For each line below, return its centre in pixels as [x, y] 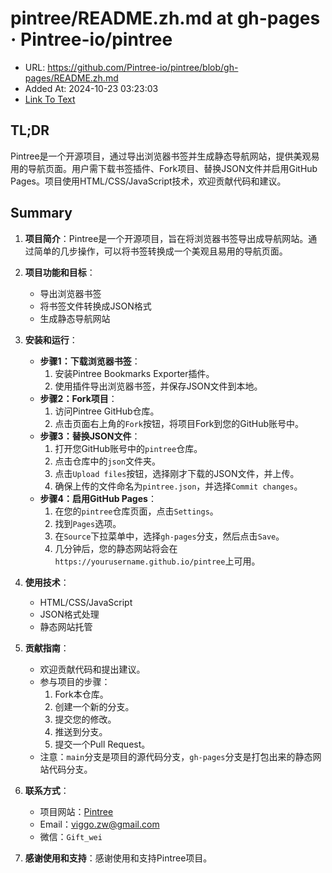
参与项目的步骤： [75, 681]
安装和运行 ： [51, 339]
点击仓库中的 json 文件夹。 [108, 461]
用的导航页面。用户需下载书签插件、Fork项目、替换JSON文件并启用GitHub [164, 168]
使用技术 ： [47, 582]
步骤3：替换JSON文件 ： [90, 436]
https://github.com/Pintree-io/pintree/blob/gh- [143, 67]
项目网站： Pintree [76, 811]
